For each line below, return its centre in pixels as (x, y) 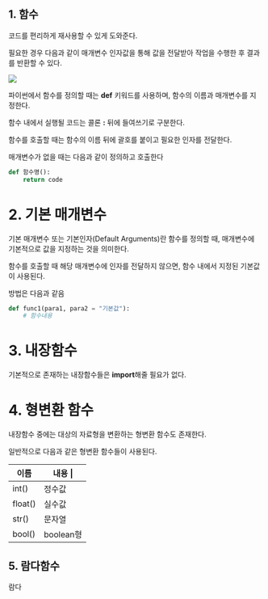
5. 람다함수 (34, 565)
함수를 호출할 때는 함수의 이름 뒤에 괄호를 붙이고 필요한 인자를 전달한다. (120, 139)
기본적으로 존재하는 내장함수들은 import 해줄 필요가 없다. (98, 375)
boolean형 (63, 534)
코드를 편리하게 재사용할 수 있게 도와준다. (73, 36)
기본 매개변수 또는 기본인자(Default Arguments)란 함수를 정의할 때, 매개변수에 (132, 238)
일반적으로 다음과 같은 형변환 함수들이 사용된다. (83, 452)
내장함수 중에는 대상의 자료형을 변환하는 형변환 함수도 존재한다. (108, 434)
